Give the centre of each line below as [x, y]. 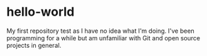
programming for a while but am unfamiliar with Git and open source [103, 38]
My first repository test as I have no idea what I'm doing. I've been [100, 31]
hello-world [41, 12]
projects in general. [34, 45]
